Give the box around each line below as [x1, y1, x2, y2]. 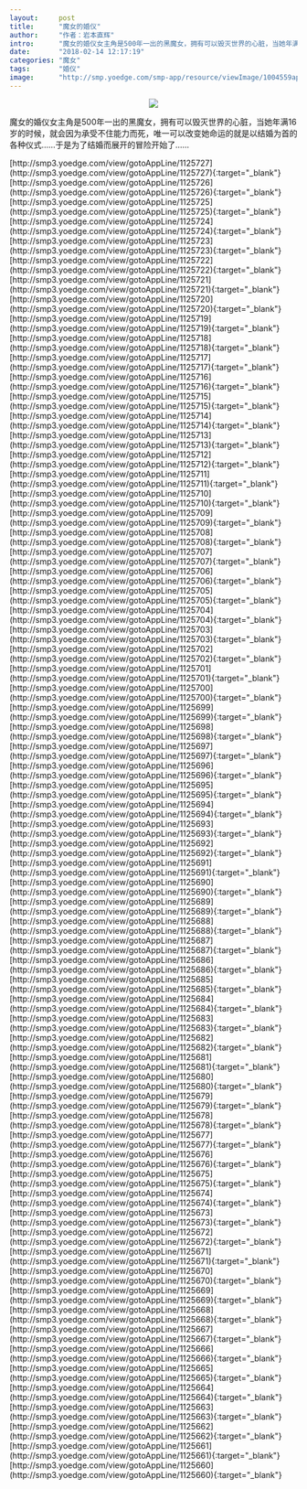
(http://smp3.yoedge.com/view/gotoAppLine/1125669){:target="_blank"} [9, 1294, 282, 1305]
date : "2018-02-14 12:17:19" [9, 48, 145, 57]
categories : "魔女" [9, 56, 81, 65]
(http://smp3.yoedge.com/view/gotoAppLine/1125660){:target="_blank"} [9, 1469, 282, 1480]
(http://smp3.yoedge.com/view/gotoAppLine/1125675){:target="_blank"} [9, 1177, 281, 1189]
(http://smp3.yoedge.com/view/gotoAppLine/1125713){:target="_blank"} [9, 439, 281, 450]
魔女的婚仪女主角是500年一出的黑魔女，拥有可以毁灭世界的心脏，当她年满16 [9, 116, 297, 127]
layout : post [9, 13, 76, 23]
